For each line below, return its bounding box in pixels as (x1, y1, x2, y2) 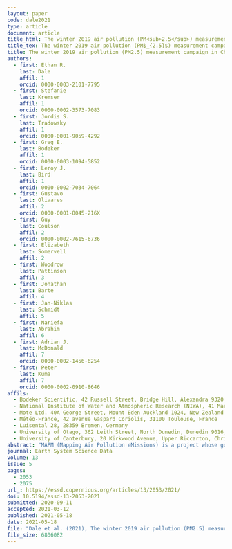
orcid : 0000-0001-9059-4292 (19, 132, 100, 139)
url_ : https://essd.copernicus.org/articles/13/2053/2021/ (7, 486, 181, 494)
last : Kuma (19, 370, 51, 377)
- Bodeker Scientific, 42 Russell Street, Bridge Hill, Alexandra (13, 396, 209, 404)
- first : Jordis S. (13, 113, 70, 120)
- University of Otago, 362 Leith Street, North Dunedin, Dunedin (13, 429, 209, 435)
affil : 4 (19, 294, 45, 300)
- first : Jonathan (13, 280, 67, 287)
